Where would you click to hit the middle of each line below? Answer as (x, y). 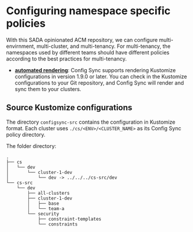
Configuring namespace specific (89, 11)
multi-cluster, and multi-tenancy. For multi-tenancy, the (104, 46)
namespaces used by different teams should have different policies (88, 52)
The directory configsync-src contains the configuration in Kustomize (91, 122)
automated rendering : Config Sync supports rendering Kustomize (95, 70)
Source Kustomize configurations (69, 108)
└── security (43, 214)
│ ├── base (43, 203)
